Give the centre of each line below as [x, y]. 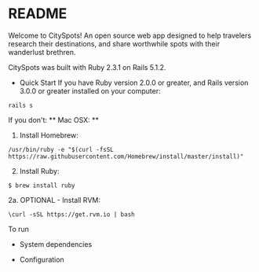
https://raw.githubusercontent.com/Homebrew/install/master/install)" [126, 156]
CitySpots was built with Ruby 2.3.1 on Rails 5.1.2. [87, 67]
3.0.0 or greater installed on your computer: [90, 90]
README [38, 14]
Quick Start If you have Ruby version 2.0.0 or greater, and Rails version [134, 83]
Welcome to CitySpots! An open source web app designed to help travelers [130, 35]
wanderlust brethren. [42, 52]
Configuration [42, 259]
